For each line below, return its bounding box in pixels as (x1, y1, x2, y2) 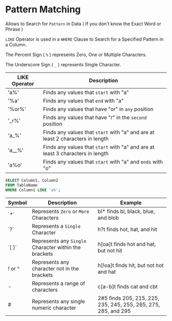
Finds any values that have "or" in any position (42, 105, 154, 113)
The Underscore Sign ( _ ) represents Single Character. (5, 61, 121, 67)
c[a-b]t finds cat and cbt (97, 283, 158, 290)
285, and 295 (97, 307, 132, 314)
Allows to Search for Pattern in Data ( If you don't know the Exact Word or (5, 21, 161, 27)
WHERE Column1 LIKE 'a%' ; (5, 187, 60, 192)
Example (120, 199, 142, 206)
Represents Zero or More (31, 207, 90, 215)
